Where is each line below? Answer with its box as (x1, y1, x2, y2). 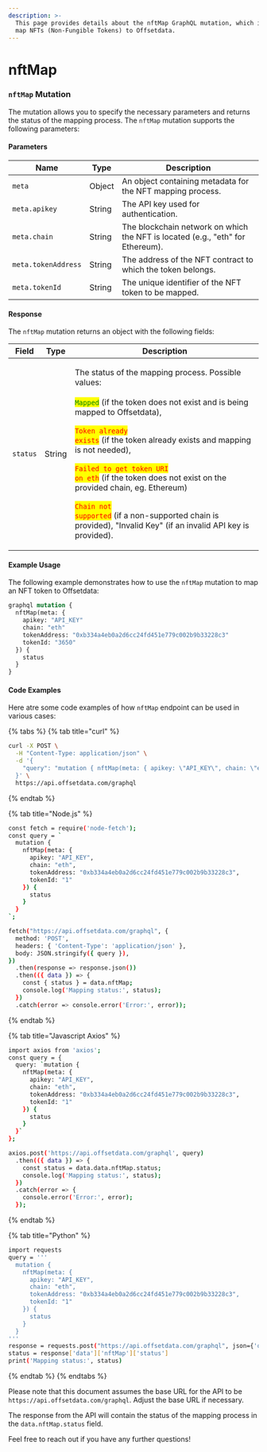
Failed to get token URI (74, 464, 169, 474)
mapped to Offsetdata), (74, 407, 162, 418)
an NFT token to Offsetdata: (8, 586, 99, 596)
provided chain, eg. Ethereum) (74, 482, 188, 494)
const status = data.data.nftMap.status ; (22, 1164, 161, 1172)
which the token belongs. (122, 264, 216, 275)
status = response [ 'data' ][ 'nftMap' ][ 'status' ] (8, 1349, 169, 1357)
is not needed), (74, 444, 131, 455)
